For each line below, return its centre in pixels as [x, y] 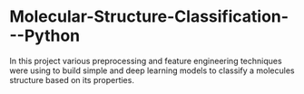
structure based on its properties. [72, 80]
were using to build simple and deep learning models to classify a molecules [152, 70]
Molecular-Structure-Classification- [149, 17]
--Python [45, 36]
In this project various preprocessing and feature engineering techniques [146, 61]
